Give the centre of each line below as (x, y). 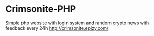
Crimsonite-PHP (41, 9)
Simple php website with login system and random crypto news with (77, 23)
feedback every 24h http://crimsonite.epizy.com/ (57, 28)
